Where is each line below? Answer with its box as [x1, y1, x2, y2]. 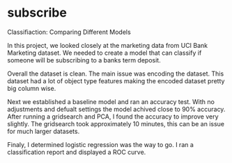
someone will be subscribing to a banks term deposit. [7, 55, 162, 64]
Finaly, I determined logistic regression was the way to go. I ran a [7, 140, 194, 148]
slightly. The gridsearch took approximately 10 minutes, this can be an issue [7, 119, 225, 128]
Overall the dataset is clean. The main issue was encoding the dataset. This [7, 69, 224, 78]
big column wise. [7, 84, 56, 92]
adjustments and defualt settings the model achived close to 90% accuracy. [7, 105, 226, 113]
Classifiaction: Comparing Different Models [7, 28, 131, 36]
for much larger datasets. [7, 127, 80, 135]
